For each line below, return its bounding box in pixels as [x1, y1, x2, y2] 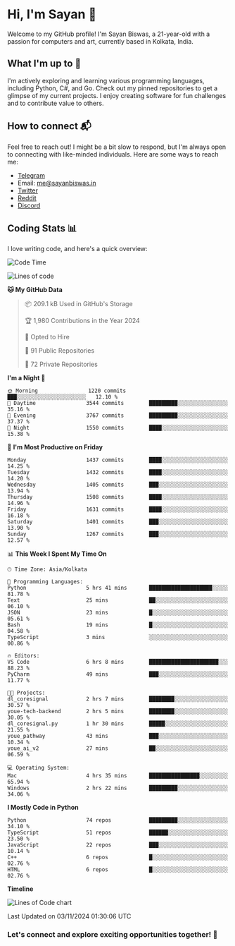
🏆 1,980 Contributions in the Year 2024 [24, 317, 141, 325]
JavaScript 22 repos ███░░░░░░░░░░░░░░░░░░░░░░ [7, 842, 229, 849]
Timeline [7, 885, 34, 893]
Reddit [17, 193, 37, 202]
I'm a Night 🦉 [7, 374, 46, 382]
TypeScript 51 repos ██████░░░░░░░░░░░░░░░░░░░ [7, 829, 229, 837]
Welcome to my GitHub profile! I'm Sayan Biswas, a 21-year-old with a [7, 30, 210, 38]
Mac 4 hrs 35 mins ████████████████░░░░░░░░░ [7, 772, 229, 780]
